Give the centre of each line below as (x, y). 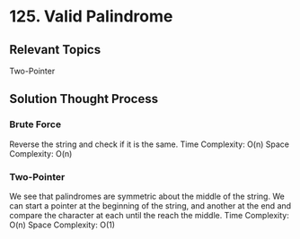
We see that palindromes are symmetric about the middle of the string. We (147, 196)
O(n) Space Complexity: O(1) (62, 225)
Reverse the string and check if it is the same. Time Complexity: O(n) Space (150, 144)
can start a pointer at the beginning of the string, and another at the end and (150, 205)
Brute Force (35, 124)
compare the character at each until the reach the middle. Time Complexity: (149, 215)
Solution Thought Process (84, 99)
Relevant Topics (55, 50)
